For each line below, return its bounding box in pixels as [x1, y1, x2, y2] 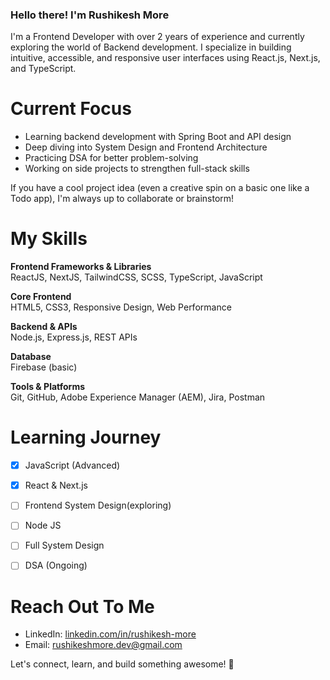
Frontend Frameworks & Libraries [10, 261, 152, 273]
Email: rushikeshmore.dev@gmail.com [24, 639, 183, 651]
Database [10, 351, 52, 363]
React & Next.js [24, 479, 88, 492]
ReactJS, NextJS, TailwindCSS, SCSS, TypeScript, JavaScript [10, 271, 263, 283]
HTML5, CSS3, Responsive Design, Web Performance [10, 301, 232, 313]
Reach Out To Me [10, 595, 155, 618]
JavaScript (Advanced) [24, 459, 121, 472]
